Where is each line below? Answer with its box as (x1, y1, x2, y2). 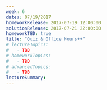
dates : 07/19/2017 (6, 14, 51, 20)
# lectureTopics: (6, 42, 49, 48)
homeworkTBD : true (6, 31, 51, 37)
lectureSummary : (6, 75, 46, 81)
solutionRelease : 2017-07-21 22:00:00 (6, 25, 101, 31)
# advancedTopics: (6, 63, 51, 70)
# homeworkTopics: (6, 53, 51, 59)
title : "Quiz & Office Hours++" (6, 36, 85, 42)
